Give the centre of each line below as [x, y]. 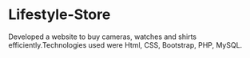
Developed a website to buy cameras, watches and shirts [103, 37]
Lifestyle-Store [60, 15]
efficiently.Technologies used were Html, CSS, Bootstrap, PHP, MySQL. [125, 44]
